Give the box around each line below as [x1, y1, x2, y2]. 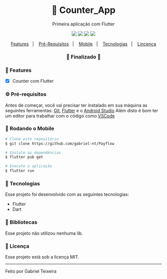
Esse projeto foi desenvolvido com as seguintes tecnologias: [5, 191, 129, 197]
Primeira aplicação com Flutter [52, 21, 115, 27]
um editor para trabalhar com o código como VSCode [5, 113, 115, 119]
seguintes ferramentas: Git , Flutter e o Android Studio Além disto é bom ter [5, 107, 158, 114]
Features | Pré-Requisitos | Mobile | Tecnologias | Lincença [10, 41, 157, 47]
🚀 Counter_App [51, 4, 116, 16]
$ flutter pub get [5, 154, 43, 160]
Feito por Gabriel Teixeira [5, 268, 57, 274]
